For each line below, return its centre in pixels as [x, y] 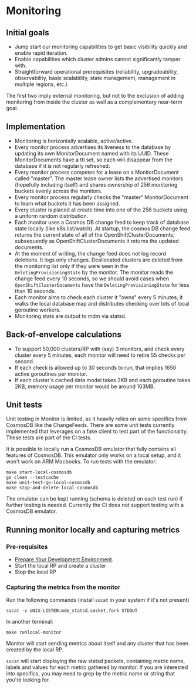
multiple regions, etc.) [41, 84]
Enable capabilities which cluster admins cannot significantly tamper [97, 59]
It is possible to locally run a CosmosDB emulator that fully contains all [91, 449]
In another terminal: [30, 622]
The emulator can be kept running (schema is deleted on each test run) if [94, 499]
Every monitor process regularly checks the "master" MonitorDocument [102, 197]
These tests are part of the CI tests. [49, 438]
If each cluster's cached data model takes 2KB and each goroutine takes [102, 380]
